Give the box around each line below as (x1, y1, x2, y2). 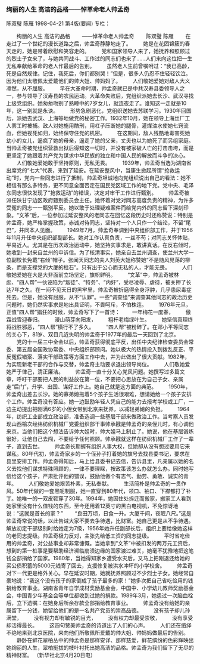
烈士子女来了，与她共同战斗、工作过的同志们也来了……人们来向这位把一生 (11, 55, 193, 62)
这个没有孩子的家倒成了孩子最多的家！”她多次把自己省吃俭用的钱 (35, 577, 193, 584)
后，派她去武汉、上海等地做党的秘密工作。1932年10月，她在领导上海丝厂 (6, 115, 186, 122)
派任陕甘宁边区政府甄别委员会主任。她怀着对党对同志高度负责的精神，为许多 (6, 197, 194, 204)
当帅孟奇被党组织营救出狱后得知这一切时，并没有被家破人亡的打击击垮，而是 (6, 144, 194, 152)
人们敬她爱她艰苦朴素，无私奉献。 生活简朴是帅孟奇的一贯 (28, 480, 182, 487)
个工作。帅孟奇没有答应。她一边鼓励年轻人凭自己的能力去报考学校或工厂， (6, 398, 189, 405)
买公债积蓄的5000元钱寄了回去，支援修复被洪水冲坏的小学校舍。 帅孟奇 (6, 562, 193, 569)
